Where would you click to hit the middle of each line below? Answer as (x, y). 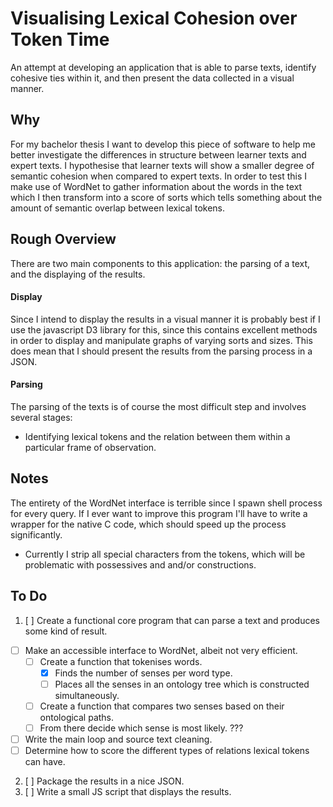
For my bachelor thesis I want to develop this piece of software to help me (163, 144)
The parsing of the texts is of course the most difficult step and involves (158, 406)
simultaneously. (87, 695)
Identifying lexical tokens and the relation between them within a (157, 436)
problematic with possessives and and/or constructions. (140, 564)
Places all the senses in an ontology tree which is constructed (182, 684)
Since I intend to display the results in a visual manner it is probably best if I (165, 319)
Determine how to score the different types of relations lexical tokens (167, 751)
